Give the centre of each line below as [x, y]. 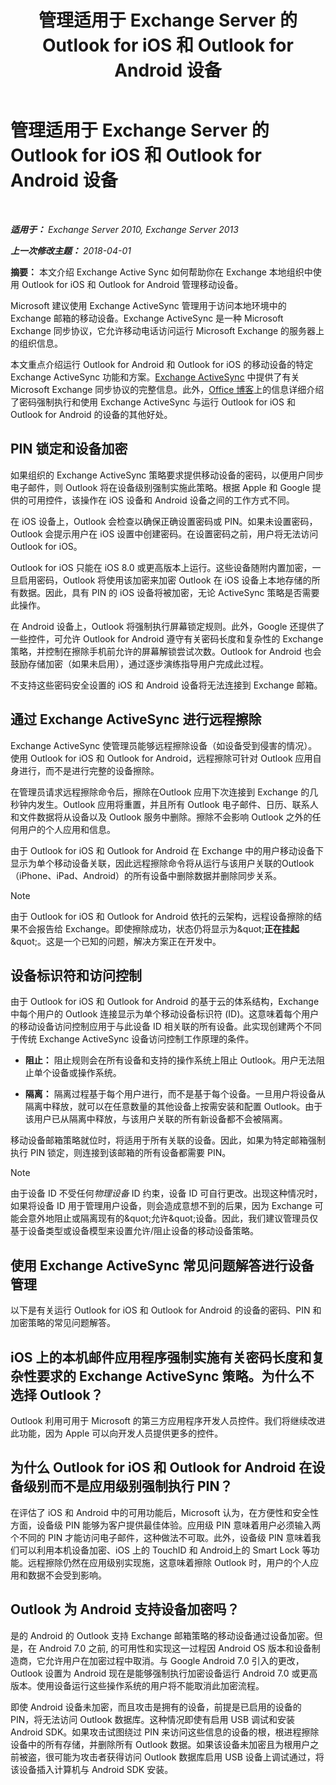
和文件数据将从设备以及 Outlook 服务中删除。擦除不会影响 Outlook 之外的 [161, 817]
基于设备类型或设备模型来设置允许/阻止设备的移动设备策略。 [135, 1231]
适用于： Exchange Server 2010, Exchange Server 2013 [124, 229]
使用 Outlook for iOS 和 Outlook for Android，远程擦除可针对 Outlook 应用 [161, 758]
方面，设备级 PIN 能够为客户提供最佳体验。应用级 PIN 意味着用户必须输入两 [166, 1525]
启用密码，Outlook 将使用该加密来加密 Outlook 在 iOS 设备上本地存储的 [165, 580]
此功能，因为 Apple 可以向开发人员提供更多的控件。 [117, 1433]
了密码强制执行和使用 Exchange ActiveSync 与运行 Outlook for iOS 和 [153, 402]
